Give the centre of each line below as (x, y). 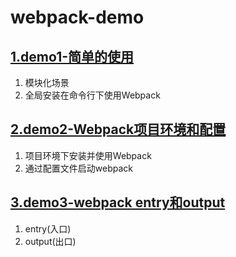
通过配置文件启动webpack (78, 168)
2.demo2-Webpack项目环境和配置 (118, 129)
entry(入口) (48, 228)
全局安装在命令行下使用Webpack (92, 95)
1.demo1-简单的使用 (72, 56)
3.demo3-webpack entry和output (118, 202)
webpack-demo (77, 17)
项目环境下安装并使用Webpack (88, 155)
